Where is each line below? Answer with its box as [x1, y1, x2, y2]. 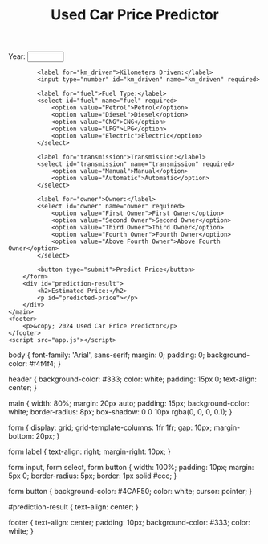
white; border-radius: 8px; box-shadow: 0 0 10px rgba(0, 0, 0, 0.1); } [8, 407, 233, 417]
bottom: [8, 431, 35, 441]
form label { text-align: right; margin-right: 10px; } [8, 447, 171, 456]
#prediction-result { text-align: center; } [8, 502, 139, 512]
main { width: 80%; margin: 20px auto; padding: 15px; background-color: [8, 398, 250, 408]
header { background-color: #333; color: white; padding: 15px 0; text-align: [8, 374, 257, 384]
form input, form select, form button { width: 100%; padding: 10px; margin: [8, 463, 254, 472]
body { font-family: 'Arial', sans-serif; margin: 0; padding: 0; [8, 350, 205, 360]
